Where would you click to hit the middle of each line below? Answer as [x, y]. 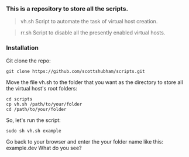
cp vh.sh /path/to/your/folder [44, 104]
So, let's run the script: [34, 120]
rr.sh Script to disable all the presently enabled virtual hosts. [93, 33]
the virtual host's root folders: [42, 88]
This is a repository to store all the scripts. [67, 9]
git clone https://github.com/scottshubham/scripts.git [75, 71]
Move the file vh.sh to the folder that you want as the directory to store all [94, 82]
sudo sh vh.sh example [34, 131]
